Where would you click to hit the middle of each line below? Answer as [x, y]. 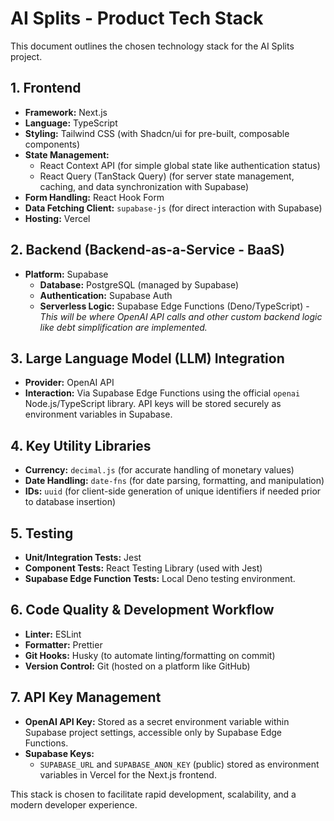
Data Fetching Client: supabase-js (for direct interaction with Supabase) [173, 208]
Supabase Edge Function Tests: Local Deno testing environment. [160, 578]
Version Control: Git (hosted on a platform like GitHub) [137, 666]
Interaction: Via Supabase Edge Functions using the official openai [162, 393]
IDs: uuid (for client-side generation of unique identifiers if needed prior [173, 491]
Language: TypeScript [71, 123]
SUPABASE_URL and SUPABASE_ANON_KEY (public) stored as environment [179, 764]
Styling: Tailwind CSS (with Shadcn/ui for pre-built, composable [157, 133]
